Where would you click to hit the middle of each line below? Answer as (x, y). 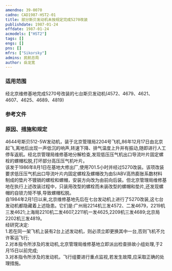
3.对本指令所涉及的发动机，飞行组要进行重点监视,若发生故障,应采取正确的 (83, 257)
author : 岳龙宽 (20, 62)
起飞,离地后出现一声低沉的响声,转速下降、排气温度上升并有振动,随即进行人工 (86, 148)
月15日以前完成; (22, 250)
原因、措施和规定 (26, 130)
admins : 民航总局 (22, 58)
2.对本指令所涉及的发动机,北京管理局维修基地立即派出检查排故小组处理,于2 (84, 244)
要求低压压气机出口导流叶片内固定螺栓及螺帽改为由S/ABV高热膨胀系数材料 (84, 173)
